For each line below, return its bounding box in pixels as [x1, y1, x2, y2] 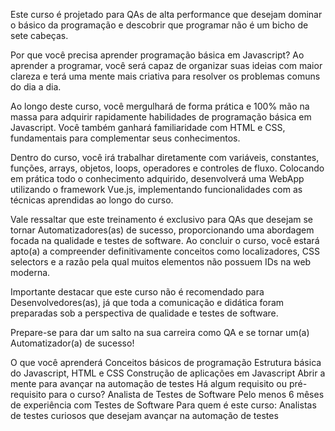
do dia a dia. [10, 81, 62, 93]
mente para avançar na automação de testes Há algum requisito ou [10, 378, 287, 389]
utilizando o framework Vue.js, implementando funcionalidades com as [10, 184, 303, 195]
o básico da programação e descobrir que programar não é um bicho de [10, 19, 309, 31]
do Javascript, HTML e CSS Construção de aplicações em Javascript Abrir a [10, 367, 326, 379]
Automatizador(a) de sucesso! [10, 337, 135, 349]
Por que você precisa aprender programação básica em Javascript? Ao [10, 49, 305, 61]
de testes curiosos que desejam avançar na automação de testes [10, 410, 279, 421]
